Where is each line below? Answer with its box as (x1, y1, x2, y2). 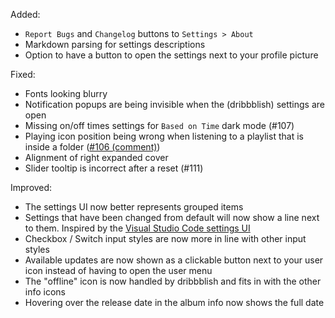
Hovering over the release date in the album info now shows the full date (24, 297, 325, 308)
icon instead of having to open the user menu (24, 265, 213, 276)
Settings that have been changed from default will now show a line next (24, 212, 320, 223)
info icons (24, 286, 67, 298)
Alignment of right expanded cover (24, 152, 169, 163)
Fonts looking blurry (24, 88, 108, 99)
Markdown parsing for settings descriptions (24, 39, 206, 50)
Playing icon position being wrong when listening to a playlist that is (24, 130, 304, 142)
